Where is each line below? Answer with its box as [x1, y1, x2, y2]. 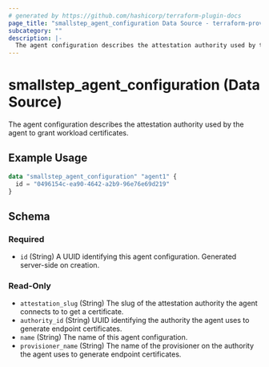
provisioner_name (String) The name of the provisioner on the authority [19, 341, 255, 351]
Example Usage [8, 151, 88, 165]
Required [8, 233, 45, 244]
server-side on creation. [19, 260, 100, 270]
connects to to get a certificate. [19, 307, 124, 317]
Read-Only [8, 280, 52, 292]
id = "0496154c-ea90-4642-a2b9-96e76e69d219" [15, 179, 171, 188]
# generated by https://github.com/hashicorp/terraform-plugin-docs [8, 11, 242, 20]
